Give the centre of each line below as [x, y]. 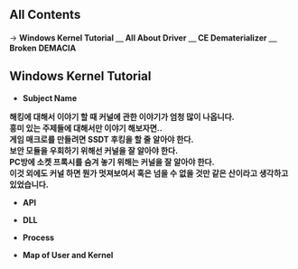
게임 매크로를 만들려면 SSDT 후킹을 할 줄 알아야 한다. [102, 139]
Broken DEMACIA [43, 48]
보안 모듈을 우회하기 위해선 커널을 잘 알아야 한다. [94, 150]
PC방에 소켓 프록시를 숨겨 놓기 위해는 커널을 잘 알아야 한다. [112, 162]
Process [38, 237]
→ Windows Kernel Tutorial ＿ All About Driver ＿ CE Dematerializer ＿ [143, 37]
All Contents [45, 15]
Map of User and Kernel [68, 255]
